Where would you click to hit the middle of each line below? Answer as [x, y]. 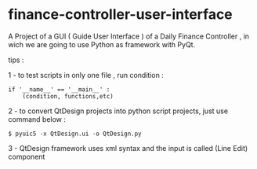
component [27, 156]
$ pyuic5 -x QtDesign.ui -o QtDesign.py [75, 134]
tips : [16, 60]
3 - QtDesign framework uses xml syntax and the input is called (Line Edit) [128, 148]
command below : [37, 119]
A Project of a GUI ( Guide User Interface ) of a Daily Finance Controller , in [128, 36]
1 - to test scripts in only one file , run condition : [86, 75]
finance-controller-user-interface [120, 15]
